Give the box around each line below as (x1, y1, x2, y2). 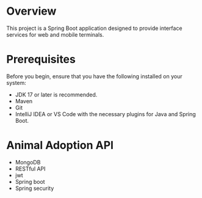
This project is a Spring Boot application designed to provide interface (6, 24, 182, 32)
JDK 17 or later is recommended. (15, 90, 98, 98)
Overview (6, 4, 57, 18)
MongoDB (15, 158, 41, 166)
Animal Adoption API (6, 139, 114, 152)
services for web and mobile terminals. (6, 31, 104, 38)
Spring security (15, 185, 54, 192)
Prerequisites (6, 53, 76, 67)
